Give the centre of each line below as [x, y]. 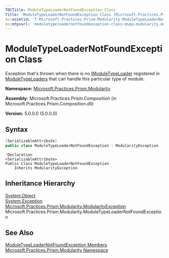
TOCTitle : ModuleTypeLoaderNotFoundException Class [60, 10]
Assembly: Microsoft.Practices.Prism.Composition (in [61, 98]
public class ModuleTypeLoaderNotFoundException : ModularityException [82, 146]
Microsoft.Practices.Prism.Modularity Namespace [57, 250]
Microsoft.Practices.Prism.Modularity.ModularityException [66, 206]
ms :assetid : [18, 19]
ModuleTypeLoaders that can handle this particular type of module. [75, 79]
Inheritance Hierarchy [40, 184]
